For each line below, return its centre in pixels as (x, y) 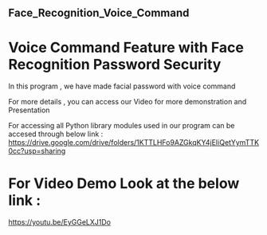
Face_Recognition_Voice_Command (99, 13)
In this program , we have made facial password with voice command (122, 86)
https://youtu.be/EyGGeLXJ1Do (60, 222)
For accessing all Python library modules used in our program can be (122, 126)
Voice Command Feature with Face (126, 47)
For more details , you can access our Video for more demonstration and (128, 102)
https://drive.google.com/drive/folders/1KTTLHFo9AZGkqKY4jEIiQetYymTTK (134, 143)
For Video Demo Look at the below (124, 183)
